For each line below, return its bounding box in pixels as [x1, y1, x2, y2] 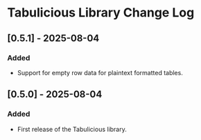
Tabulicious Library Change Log [7, 5, 195, 21]
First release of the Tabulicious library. [17, 125, 127, 133]
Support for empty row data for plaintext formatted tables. [17, 68, 184, 77]
